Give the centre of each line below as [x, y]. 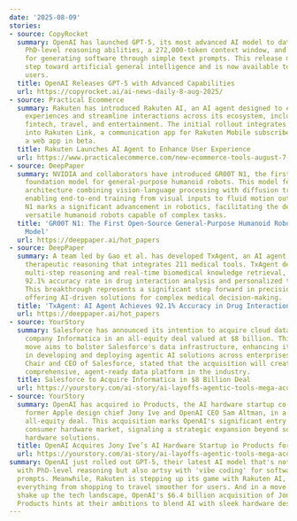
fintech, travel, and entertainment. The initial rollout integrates [156, 125]
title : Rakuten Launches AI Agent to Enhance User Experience [134, 149]
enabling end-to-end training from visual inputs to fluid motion [150, 199]
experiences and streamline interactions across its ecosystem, [146, 116]
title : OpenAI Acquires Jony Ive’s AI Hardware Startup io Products [146, 446]
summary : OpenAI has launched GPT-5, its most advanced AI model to [146, 42]
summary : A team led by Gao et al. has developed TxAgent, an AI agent [152, 257]
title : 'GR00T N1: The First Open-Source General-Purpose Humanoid [144, 223]
